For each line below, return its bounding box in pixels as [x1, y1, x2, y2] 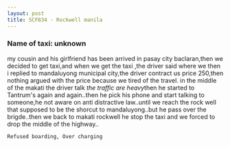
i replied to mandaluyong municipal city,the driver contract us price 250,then [7, 69, 224, 77]
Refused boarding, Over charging [7, 133, 103, 140]
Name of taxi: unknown [7, 39, 87, 49]
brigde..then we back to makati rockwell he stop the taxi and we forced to [7, 112, 216, 120]
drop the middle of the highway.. [7, 120, 100, 128]
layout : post [7, 10, 45, 17]
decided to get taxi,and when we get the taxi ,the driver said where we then [7, 62, 221, 70]
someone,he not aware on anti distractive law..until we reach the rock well [7, 98, 216, 106]
